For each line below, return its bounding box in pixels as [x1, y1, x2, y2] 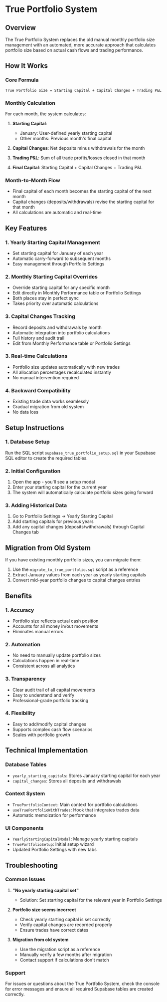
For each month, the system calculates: [5, 111, 86, 117]
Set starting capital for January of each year [12, 250, 104, 256]
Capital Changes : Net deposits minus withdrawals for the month [12, 145, 145, 151]
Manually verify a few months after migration [19, 952, 112, 958]
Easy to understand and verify [12, 692, 75, 698]
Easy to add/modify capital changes [12, 721, 87, 727]
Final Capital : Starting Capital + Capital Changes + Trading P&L [12, 164, 143, 170]
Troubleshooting [5, 861, 58, 869]
